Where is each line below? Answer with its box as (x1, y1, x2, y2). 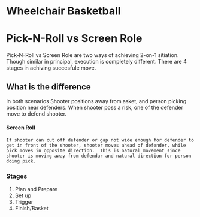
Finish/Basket (14, 205, 49, 212)
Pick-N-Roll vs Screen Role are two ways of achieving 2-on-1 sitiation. (6, 52, 179, 59)
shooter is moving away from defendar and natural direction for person (6, 153, 192, 159)
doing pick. (6, 158, 36, 164)
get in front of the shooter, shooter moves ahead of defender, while (6, 143, 186, 149)
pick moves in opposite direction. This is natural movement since (6, 148, 181, 154)
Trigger (14, 198, 34, 206)
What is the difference (6, 82, 91, 92)
